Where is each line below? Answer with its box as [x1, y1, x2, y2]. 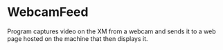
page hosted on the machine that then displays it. [7, 34, 148, 42]
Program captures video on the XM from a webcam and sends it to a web [7, 27, 216, 35]
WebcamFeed [7, 4, 89, 20]
